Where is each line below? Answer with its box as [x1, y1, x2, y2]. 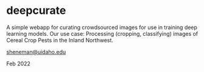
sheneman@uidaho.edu [6, 48, 66, 55]
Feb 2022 [6, 60, 30, 67]
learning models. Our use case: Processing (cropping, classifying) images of [6, 30, 199, 37]
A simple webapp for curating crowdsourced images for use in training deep [6, 24, 198, 31]
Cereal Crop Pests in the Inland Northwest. [6, 36, 114, 44]
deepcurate [6, 4, 66, 18]
